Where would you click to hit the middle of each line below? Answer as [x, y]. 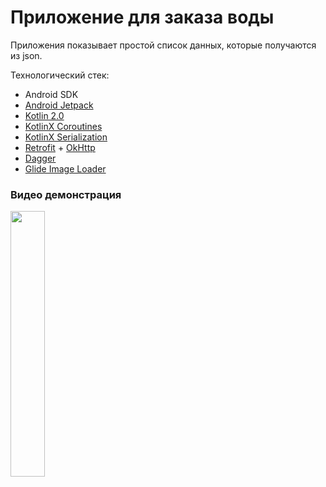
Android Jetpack [59, 105]
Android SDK [51, 94]
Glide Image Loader [65, 168]
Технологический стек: [60, 75]
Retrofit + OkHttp [60, 147]
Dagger [40, 158]
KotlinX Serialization [66, 137]
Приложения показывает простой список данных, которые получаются [163, 45]
